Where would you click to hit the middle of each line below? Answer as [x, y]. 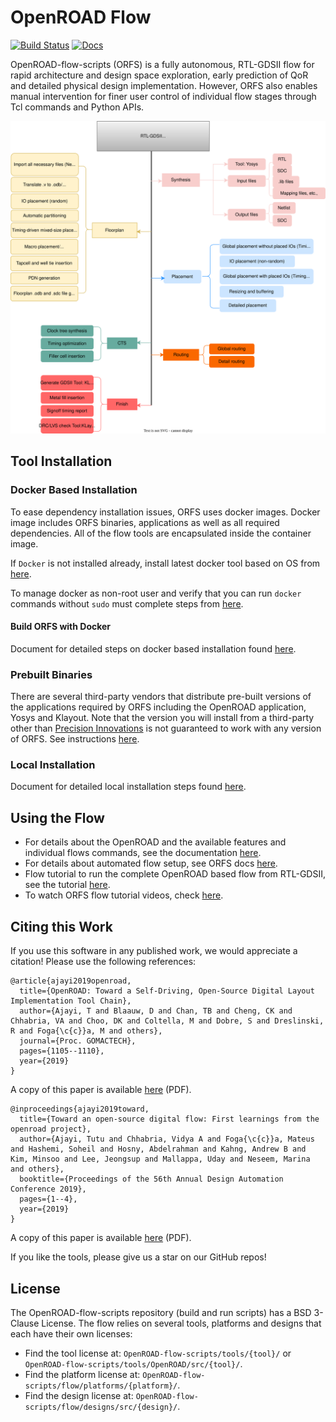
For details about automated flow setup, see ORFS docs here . [151, 863]
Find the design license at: [79, 1395]
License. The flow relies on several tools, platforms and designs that [181, 1323]
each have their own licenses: [71, 1333]
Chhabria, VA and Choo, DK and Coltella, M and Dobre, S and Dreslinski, [167, 1021]
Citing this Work [61, 926]
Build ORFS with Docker [61, 627]
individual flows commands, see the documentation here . [143, 853]
